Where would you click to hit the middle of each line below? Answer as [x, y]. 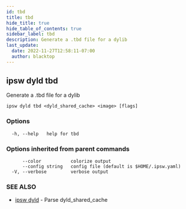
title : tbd [20, 17]
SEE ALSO [21, 187]
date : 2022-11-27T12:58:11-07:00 [53, 51]
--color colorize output [67, 162]
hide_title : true [28, 23]
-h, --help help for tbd [45, 134]
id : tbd [16, 12]
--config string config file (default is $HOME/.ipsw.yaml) [101, 167]
